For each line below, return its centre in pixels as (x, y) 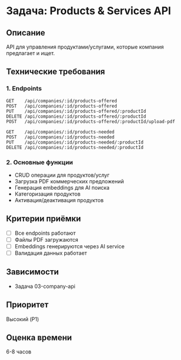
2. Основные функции (40, 162)
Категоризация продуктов (47, 194)
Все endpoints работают (45, 233)
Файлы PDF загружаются (46, 239)
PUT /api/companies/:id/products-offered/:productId (76, 111)
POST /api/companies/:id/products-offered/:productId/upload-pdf (91, 121)
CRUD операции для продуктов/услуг (62, 175)
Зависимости (32, 272)
